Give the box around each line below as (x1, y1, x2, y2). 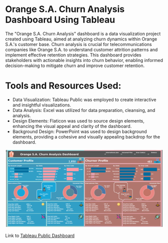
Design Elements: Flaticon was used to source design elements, (12, 117, 144, 123)
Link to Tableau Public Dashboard (5, 232, 75, 238)
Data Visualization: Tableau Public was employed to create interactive (12, 96, 156, 102)
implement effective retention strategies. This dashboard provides (5, 51, 142, 58)
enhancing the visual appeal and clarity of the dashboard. (12, 123, 132, 129)
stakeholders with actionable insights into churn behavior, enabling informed (5, 57, 163, 63)
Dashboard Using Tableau (5, 14, 115, 25)
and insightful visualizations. (12, 101, 71, 108)
